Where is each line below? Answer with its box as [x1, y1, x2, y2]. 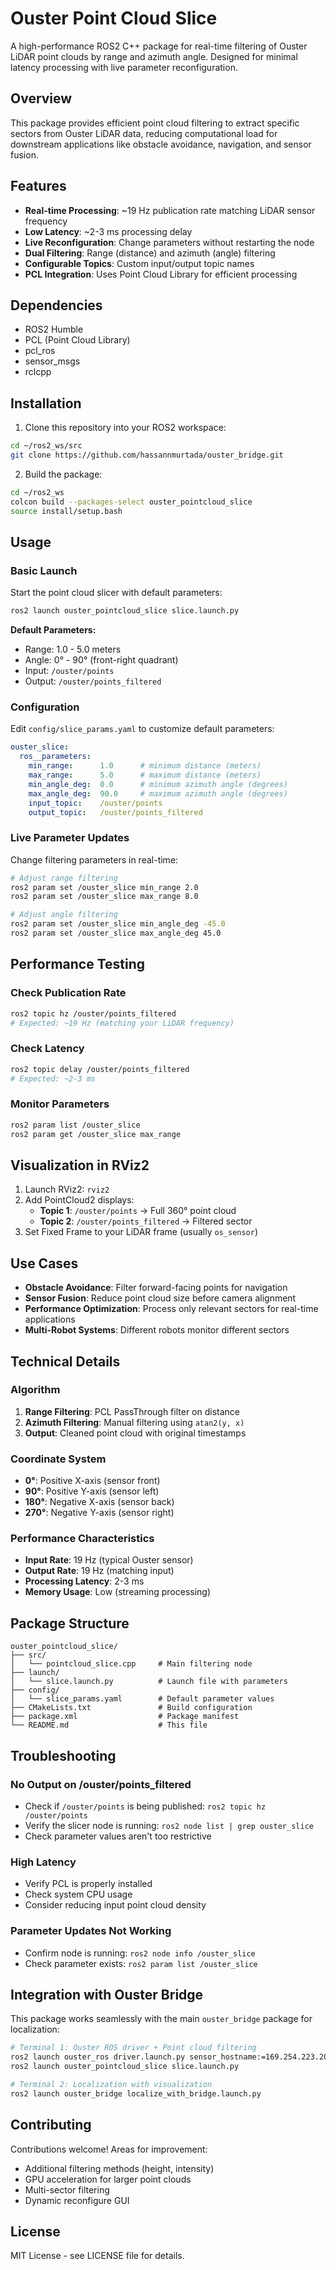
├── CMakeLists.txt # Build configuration [10, 1703, 253, 1713]
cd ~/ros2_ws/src [10, 441, 83, 451]
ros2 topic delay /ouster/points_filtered [10, 1064, 190, 1074]
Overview [10, 90, 73, 107]
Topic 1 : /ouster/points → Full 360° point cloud [39, 1205, 237, 1217]
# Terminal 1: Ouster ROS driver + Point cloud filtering [10, 2043, 257, 2053]
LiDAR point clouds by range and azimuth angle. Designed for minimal [10, 50, 298, 62]
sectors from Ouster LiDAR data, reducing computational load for [10, 127, 278, 139]
